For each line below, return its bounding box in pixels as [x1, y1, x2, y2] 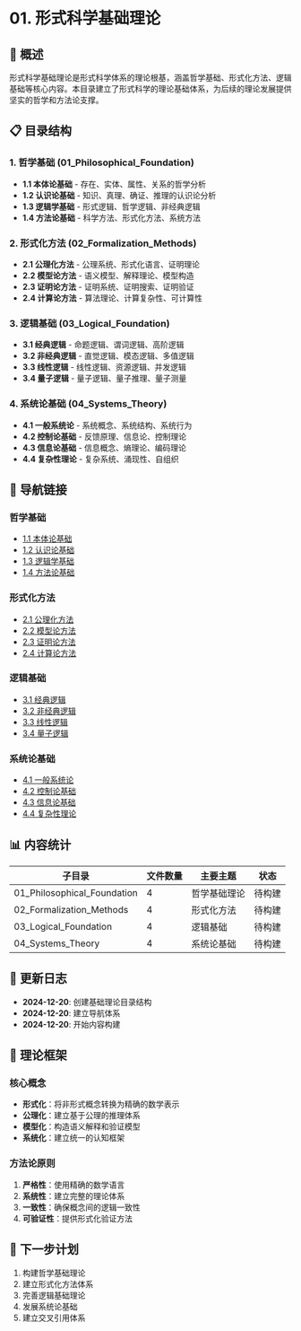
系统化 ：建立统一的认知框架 [21, 1133, 125, 1143]
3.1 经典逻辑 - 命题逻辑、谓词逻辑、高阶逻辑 [21, 339, 185, 350]
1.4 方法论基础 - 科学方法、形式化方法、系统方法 [21, 212, 202, 223]
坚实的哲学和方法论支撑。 [9, 95, 104, 105]
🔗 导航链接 [9, 482, 67, 497]
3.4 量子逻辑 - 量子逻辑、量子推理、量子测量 [21, 373, 187, 384]
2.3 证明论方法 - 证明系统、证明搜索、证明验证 [21, 281, 194, 292]
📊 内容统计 [9, 836, 72, 853]
